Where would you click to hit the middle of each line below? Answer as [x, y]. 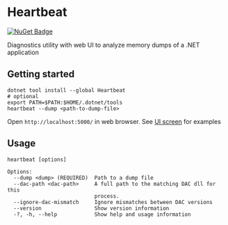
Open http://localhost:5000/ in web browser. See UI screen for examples [114, 121]
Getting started [41, 74]
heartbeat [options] [37, 160]
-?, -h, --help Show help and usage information [102, 214]
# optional [23, 96]
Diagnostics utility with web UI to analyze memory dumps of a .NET [104, 45]
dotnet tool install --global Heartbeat [67, 90]
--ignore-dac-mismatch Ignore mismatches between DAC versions [113, 202]
